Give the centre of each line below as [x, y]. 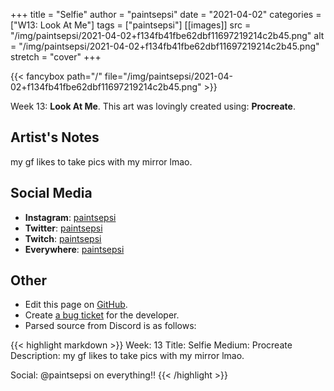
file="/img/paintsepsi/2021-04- [169, 76]
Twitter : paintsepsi [63, 228]
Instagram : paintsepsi [70, 217]
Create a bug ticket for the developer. [102, 315]
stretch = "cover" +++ [56, 57]
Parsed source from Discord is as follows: [110, 326]
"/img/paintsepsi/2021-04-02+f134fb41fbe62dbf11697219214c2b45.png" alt [167, 35]
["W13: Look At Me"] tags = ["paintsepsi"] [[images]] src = [131, 25]
